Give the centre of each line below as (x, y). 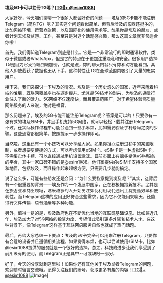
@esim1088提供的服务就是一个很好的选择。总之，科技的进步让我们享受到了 (81, 247)
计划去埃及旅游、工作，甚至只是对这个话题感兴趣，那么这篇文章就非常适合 (83, 36)
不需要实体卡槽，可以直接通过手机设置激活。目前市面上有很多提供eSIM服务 (80, 156)
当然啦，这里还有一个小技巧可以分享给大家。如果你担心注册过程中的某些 (77, 144)
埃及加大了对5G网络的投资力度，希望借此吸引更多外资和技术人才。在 (82, 219)
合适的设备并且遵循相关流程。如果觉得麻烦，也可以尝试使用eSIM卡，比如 (82, 241)
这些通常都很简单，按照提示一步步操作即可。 (58, 134)
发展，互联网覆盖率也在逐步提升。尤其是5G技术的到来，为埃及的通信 (82, 93)
